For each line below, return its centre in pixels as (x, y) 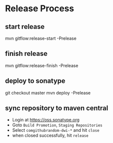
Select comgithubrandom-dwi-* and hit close (56, 130)
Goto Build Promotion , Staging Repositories (57, 125)
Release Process (40, 9)
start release (25, 27)
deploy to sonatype (35, 81)
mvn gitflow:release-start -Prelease (41, 38)
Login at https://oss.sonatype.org (46, 120)
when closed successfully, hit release (50, 136)
